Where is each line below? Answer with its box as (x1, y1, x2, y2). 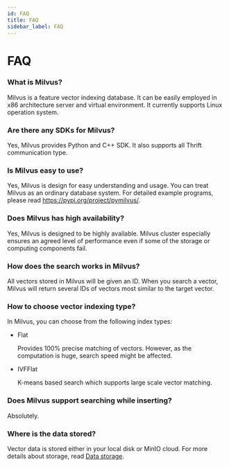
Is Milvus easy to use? (7, 166, 84, 175)
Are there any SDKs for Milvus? (7, 125, 115, 135)
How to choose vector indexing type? (7, 301, 136, 311)
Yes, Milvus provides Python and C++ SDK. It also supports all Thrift (7, 141, 203, 150)
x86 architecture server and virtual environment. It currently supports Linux (7, 100, 223, 109)
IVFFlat (17, 365, 38, 373)
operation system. (7, 108, 59, 116)
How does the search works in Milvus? (7, 261, 140, 271)
